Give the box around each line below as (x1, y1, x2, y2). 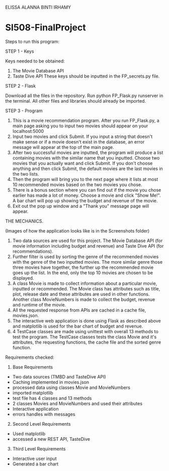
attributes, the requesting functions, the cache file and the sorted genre (12, 339, 161, 345)
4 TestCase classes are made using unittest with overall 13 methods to (12, 328, 158, 334)
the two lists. (12, 171, 39, 177)
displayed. (12, 275, 34, 281)
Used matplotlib (12, 430, 46, 437)
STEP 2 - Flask (5, 83, 36, 89)
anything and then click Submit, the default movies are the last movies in (12, 166, 163, 172)
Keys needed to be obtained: (5, 58, 65, 64)
